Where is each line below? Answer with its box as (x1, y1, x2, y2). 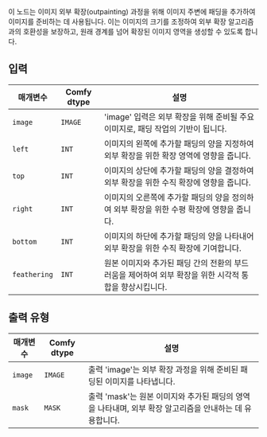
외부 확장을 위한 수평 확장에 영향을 (114, 204, 234, 215)
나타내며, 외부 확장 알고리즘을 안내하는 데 (98, 403, 242, 414)
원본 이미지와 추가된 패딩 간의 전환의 (104, 257, 233, 268)
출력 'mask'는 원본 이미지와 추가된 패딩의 (87, 391, 234, 402)
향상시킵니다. (120, 281, 168, 292)
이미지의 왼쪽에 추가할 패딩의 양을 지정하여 (104, 138, 254, 149)
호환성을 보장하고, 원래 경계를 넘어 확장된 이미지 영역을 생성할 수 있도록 (22, 27, 244, 36)
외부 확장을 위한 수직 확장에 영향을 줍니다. (104, 177, 252, 188)
